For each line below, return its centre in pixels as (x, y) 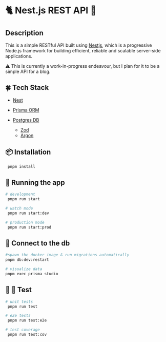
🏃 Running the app (35, 183)
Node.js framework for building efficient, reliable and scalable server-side (83, 51)
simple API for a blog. (28, 71)
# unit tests (19, 301)
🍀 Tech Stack (27, 88)
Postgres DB (26, 120)
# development (20, 194)
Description (24, 33)
